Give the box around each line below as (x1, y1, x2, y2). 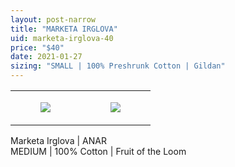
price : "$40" (10, 42, 65, 53)
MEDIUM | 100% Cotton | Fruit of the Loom (10, 146, 187, 157)
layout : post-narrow (10, 14, 97, 25)
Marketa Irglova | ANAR (10, 135, 107, 146)
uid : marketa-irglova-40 (10, 33, 114, 43)
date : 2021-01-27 (10, 52, 83, 62)
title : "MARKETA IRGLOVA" (10, 24, 118, 34)
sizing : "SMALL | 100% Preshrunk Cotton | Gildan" (10, 61, 226, 71)
